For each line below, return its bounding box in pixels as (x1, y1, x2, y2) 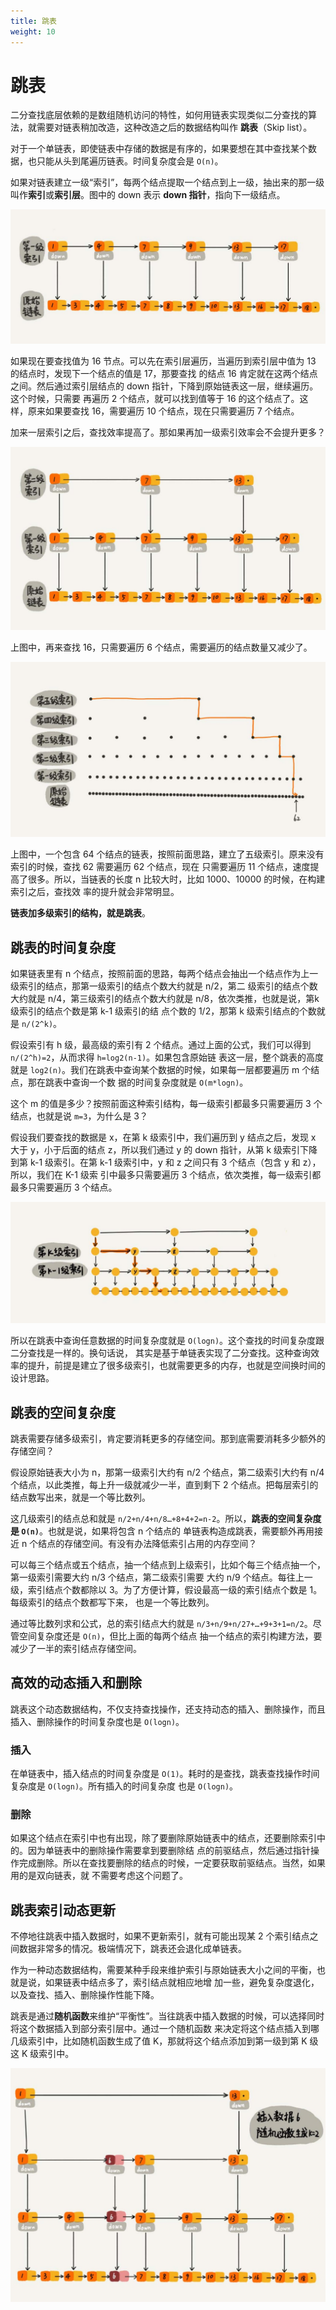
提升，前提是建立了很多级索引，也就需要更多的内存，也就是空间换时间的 (27, 1360, 326, 1372)
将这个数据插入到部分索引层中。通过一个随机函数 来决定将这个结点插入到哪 (10, 2023, 320, 2035)
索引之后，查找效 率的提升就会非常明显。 (10, 886, 180, 898)
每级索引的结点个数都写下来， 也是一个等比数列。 (10, 1596, 215, 1608)
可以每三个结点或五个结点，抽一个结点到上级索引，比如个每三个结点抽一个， (10, 1558, 326, 1570)
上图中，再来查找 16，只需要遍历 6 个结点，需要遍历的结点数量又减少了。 (10, 641, 313, 653)
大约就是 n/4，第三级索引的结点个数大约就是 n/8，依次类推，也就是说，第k (10, 993, 320, 1005)
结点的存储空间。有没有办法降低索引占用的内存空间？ (38, 1537, 258, 1549)
